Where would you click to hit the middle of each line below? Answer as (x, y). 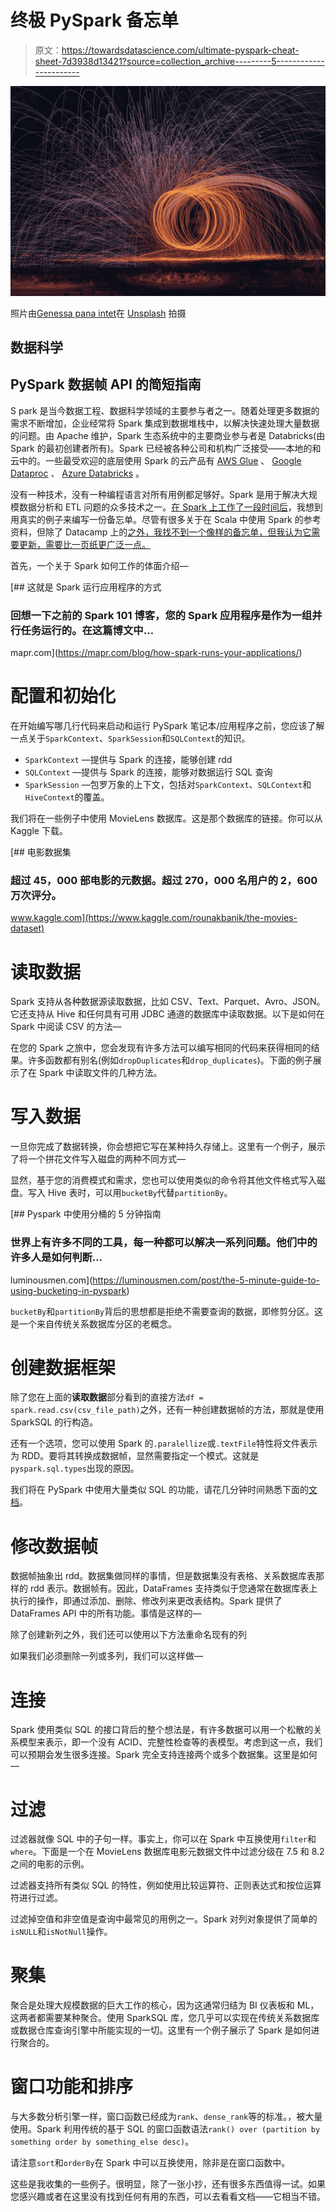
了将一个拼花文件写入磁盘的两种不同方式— (98, 1159)
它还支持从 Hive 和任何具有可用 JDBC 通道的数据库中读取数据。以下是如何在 (167, 1014)
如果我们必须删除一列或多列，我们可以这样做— (106, 1656)
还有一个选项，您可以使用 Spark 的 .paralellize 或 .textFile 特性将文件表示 (164, 1443)
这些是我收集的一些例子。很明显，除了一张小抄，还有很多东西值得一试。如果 (168, 2184)
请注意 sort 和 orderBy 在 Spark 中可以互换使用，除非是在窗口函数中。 (150, 2163)
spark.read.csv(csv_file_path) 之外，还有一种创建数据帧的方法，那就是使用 (167, 1410)
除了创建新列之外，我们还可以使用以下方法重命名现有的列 (128, 1635)
